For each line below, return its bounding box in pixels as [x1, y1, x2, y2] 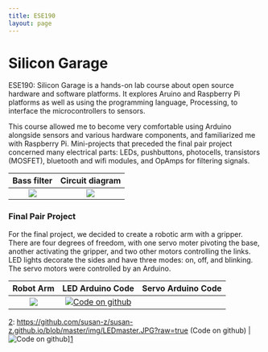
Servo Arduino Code [142, 283, 222, 294]
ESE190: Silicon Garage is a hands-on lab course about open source [8, 81, 235, 90]
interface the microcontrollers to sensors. [8, 106, 146, 116]
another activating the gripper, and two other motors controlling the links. [8, 246, 251, 256]
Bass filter [12, 175, 53, 186]
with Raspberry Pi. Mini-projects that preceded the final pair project [8, 139, 233, 149]
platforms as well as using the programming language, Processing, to [8, 97, 238, 107]
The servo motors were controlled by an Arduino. [8, 263, 171, 273]
